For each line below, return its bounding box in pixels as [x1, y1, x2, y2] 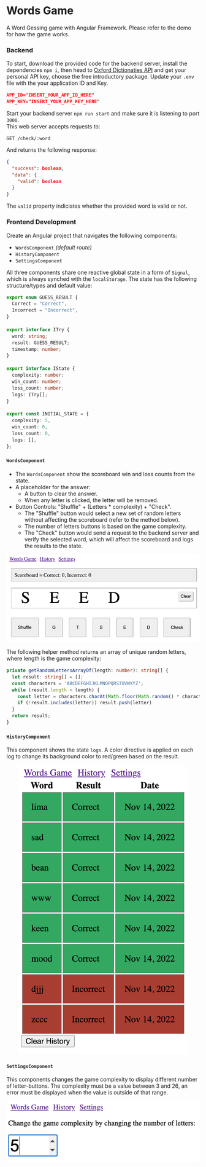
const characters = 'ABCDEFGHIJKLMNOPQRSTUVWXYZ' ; [12, 680, 144, 686]
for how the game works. [6, 30, 70, 37]
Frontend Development [6, 218, 77, 226]
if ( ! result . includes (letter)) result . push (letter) [17, 700, 152, 706]
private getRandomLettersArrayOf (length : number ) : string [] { [6, 667, 169, 674]
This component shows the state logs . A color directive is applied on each [6, 746, 194, 753]
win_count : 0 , [12, 424, 48, 430]
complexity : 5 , [12, 417, 51, 424]
